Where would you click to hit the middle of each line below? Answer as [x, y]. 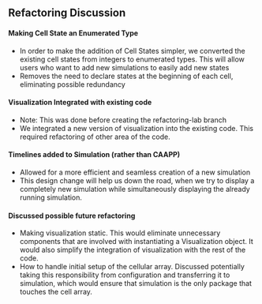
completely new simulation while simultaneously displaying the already [135, 189]
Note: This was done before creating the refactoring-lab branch [123, 120]
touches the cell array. [56, 292]
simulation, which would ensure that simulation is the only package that [136, 283]
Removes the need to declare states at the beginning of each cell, [126, 76]
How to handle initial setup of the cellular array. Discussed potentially [132, 267]
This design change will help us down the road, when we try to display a [137, 180]
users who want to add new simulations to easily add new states [124, 67]
